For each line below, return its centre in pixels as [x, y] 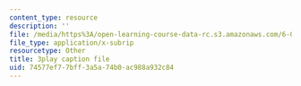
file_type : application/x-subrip [72, 43]
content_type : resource [54, 17]
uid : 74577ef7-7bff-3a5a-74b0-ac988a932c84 [92, 68]
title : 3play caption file [60, 59]
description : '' [39, 26]
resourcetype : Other [48, 51]
